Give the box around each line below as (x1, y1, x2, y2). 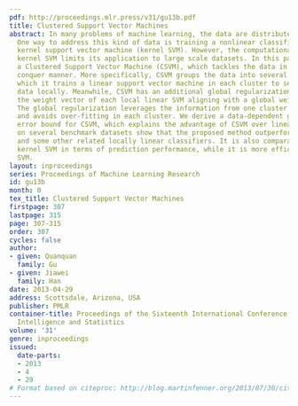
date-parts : (17, 351, 62, 360)
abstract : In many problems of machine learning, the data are (9, 29, 248, 38)
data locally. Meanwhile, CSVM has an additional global (17, 87, 232, 96)
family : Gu (17, 261, 58, 269)
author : (9, 244, 38, 253)
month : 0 (9, 186, 42, 195)
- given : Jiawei (9, 269, 69, 277)
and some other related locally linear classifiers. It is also (17, 137, 260, 145)
